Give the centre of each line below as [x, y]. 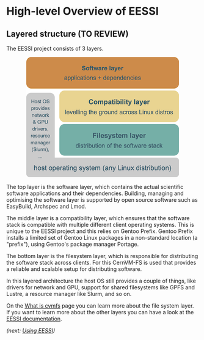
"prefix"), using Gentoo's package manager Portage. [73, 244]
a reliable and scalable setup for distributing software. [74, 269]
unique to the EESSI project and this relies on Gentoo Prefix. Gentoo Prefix [100, 231]
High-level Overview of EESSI [82, 11]
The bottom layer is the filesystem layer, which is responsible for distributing [102, 256]
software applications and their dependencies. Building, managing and [95, 193]
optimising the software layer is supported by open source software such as [102, 200]
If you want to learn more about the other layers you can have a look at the [100, 312]
